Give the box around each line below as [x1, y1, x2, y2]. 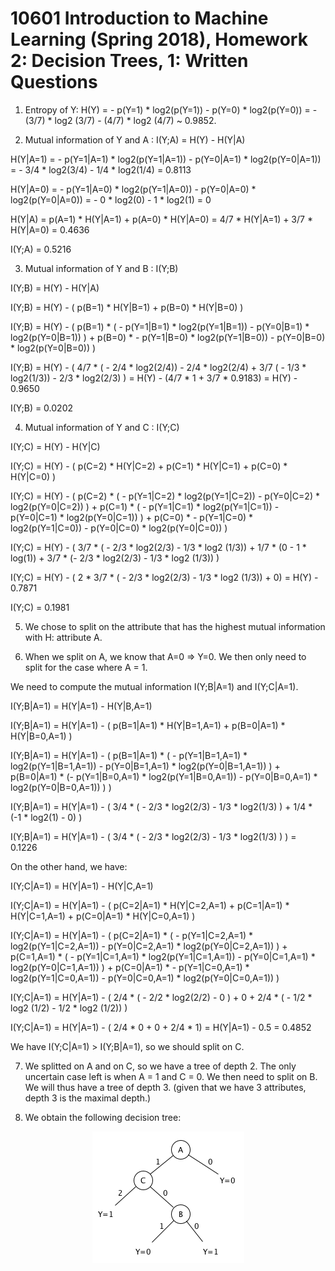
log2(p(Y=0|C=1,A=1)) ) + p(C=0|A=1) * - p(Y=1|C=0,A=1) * [10, 961, 250, 973]
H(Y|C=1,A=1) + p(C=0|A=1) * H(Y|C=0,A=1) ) [10, 910, 196, 922]
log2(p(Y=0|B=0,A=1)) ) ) [10, 781, 112, 793]
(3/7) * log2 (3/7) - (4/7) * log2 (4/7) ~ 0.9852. [24, 114, 217, 126]
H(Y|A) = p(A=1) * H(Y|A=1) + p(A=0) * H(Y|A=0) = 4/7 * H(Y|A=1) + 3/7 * [10, 213, 313, 225]
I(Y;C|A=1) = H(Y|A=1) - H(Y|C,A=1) [10, 880, 154, 892]
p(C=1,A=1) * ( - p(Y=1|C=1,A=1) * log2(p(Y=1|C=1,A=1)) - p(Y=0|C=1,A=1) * [10, 950, 316, 962]
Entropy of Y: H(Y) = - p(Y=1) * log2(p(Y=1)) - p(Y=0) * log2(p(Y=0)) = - [24, 103, 318, 116]
